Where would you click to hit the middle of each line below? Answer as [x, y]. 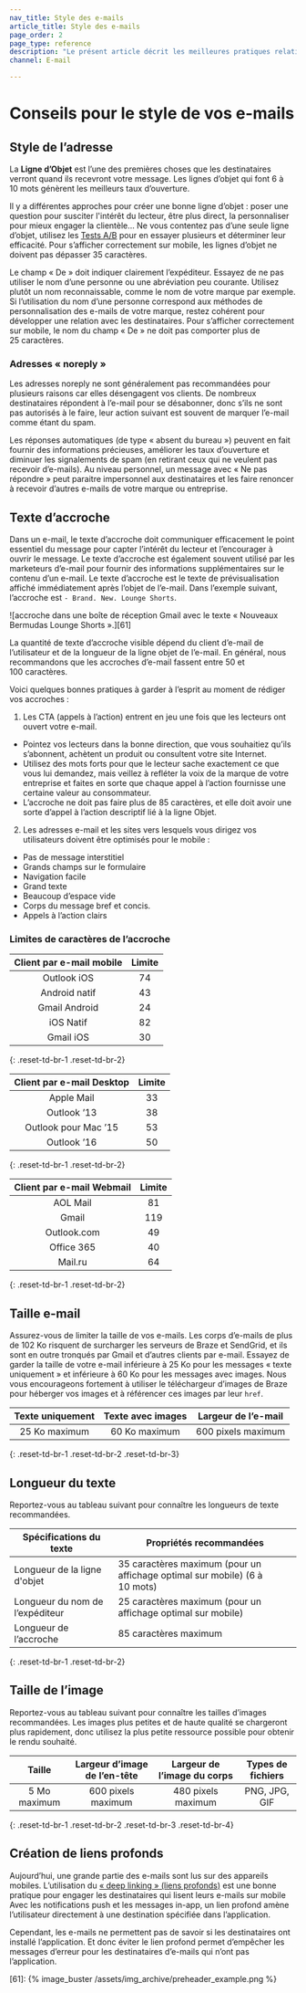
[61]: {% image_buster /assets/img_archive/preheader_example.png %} [143, 1978]
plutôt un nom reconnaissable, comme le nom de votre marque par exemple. [153, 292]
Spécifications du [61, 1537]
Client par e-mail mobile [68, 962]
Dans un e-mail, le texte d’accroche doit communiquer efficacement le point [152, 540]
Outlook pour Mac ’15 [72, 1128]
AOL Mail [73, 1203]
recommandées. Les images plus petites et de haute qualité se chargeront [148, 1722]
